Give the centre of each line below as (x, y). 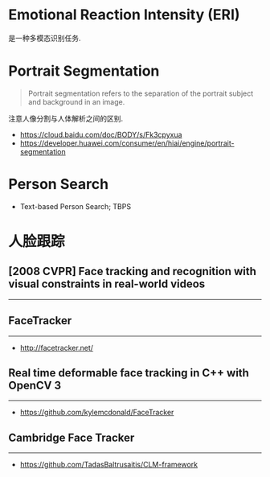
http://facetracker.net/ (57, 347)
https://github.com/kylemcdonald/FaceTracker (97, 413)
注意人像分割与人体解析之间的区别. (66, 118)
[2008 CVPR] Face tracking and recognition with (133, 271)
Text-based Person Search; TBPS (75, 206)
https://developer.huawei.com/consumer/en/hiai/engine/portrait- (127, 143)
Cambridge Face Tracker (72, 437)
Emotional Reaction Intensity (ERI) (124, 15)
